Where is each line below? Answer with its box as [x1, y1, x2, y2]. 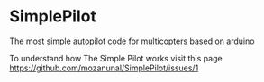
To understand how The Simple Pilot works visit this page [9, 53, 223, 63]
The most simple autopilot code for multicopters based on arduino [9, 36, 255, 46]
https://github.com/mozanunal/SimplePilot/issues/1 [9, 62, 199, 73]
